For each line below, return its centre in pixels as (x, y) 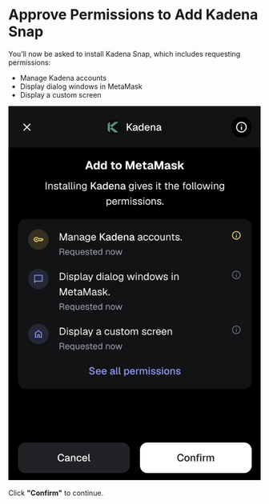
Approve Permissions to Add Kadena (133, 15)
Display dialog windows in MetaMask (81, 86)
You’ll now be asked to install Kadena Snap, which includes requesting (124, 54)
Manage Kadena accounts (63, 78)
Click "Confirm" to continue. (56, 493)
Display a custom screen (60, 94)
